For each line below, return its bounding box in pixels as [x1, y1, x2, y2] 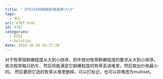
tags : [5, 12, 16, 16]
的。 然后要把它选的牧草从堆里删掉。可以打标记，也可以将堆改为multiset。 [5, 68, 154, 75]
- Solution [9, 39, 32, 43]
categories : [5, 29, 29, 34]
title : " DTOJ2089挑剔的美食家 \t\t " [5, 7, 75, 12]
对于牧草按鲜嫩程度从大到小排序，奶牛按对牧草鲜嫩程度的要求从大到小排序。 [5, 56, 158, 63]
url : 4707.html [5, 20, 36, 26]
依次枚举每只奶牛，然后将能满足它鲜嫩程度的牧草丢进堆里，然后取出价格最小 [5, 63, 158, 68]
